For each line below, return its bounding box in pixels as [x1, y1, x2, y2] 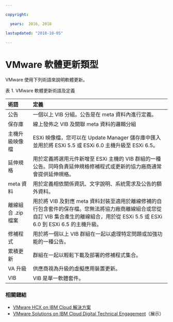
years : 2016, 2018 [10, 21, 52, 26]
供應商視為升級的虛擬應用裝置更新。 [32, 265, 121, 272]
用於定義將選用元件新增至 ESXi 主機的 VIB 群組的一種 [32, 155, 161, 162]
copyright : [5, 12, 29, 17]
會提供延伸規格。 [32, 171, 75, 178]
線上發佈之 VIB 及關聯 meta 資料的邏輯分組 [32, 121, 136, 128]
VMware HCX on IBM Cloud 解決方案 [12, 304, 91, 310]
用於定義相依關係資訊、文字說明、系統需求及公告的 [32, 180, 157, 187]
